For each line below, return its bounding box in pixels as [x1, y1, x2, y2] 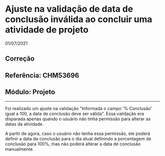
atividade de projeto [5, 24, 89, 35]
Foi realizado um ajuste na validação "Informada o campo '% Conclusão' [5, 105, 152, 111]
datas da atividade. [5, 121, 44, 127]
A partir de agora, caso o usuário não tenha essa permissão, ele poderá [5, 131, 150, 136]
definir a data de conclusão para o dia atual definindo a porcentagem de [5, 135, 151, 141]
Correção [5, 55, 35, 63]
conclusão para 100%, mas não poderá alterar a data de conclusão [5, 141, 141, 147]
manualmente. [5, 146, 34, 152]
